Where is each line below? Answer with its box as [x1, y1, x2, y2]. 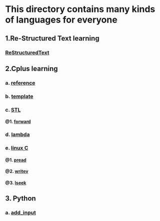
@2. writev [5, 168, 28, 174]
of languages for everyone [5, 14, 117, 25]
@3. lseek [5, 179, 26, 185]
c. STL [5, 106, 21, 113]
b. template [5, 92, 33, 99]
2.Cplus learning [5, 64, 58, 73]
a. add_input [5, 209, 36, 216]
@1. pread [5, 156, 26, 163]
